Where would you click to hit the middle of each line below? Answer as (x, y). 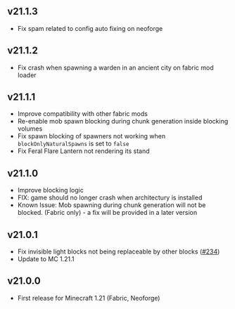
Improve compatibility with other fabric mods (82, 114)
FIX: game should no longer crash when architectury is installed (110, 198)
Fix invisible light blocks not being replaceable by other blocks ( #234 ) (119, 251)
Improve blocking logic (51, 190)
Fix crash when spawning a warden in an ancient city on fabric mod (116, 67)
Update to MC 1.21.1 (46, 259)
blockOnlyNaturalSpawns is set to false (73, 144)
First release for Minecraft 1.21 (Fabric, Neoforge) (89, 298)
